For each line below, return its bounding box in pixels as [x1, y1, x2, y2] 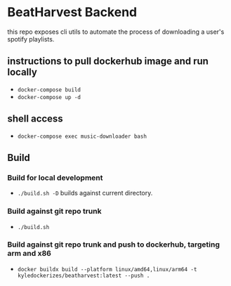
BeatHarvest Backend [7, 4, 138, 20]
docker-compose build [17, 86, 81, 93]
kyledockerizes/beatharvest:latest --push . [17, 272, 150, 279]
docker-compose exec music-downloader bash [17, 133, 147, 140]
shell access [7, 113, 63, 125]
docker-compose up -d [17, 93, 81, 100]
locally [7, 66, 37, 78]
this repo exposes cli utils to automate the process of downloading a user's [7, 27, 225, 36]
